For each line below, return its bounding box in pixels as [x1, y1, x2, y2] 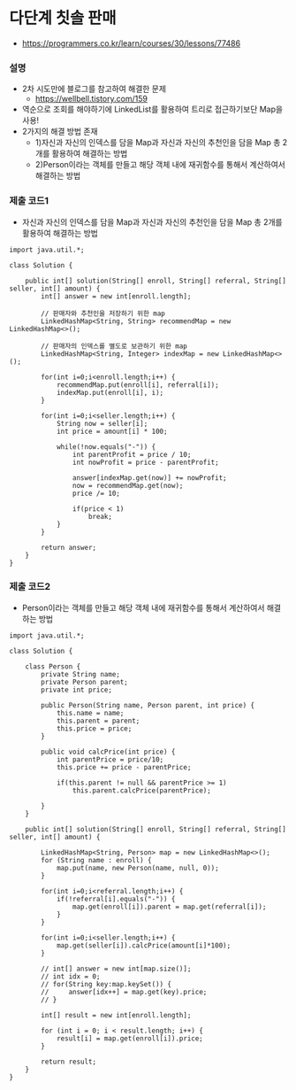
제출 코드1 [9, 195, 49, 207]
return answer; [41, 543, 97, 552]
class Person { [25, 661, 81, 671]
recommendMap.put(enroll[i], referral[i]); [56, 380, 219, 390]
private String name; [41, 669, 121, 678]
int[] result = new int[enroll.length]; [41, 1010, 192, 1019]
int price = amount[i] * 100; [56, 427, 168, 436]
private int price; [41, 685, 113, 694]
